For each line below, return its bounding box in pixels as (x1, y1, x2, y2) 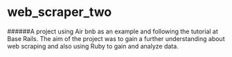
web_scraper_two (7, 4, 112, 20)
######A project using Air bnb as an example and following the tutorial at (7, 27, 218, 35)
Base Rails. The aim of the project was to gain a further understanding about (7, 34, 225, 42)
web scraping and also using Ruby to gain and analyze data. (7, 42, 179, 50)
